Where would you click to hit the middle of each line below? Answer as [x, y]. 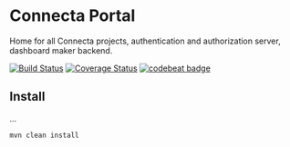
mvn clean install [44, 135]
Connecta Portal [72, 16]
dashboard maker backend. [61, 50]
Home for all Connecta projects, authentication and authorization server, [145, 41]
